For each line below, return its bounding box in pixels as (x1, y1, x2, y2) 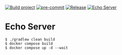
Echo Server (5, 22, 56, 32)
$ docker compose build (5, 41, 53, 46)
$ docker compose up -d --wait (5, 45, 68, 50)
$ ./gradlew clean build (5, 37, 55, 42)
